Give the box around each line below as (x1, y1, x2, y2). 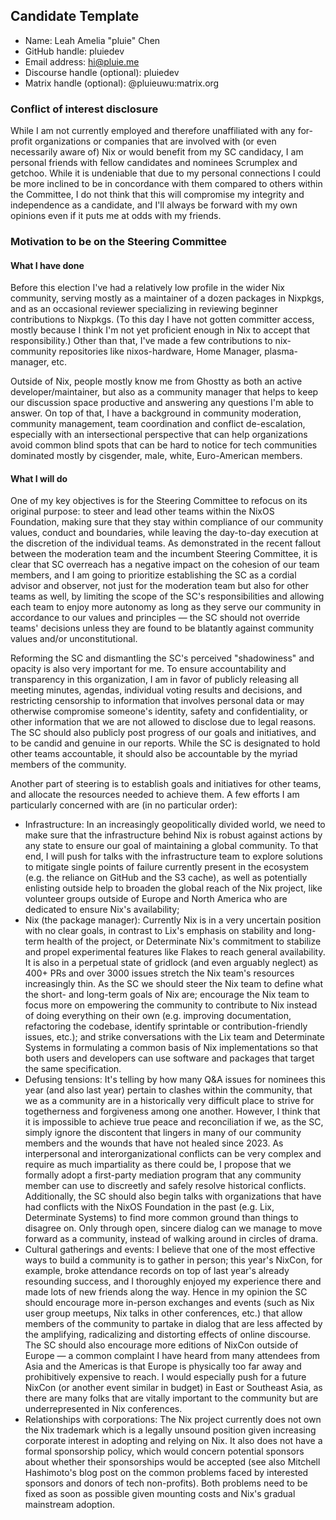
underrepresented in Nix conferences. (24, 1403, 183, 1415)
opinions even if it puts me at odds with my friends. (10, 210, 222, 222)
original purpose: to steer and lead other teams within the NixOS (10, 505, 275, 518)
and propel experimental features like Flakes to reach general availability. (24, 946, 326, 958)
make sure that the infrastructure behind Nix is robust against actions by (24, 829, 323, 841)
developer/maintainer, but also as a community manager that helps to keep (10, 386, 319, 398)
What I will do (10, 472, 68, 484)
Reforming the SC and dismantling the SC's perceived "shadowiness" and (10, 652, 315, 664)
